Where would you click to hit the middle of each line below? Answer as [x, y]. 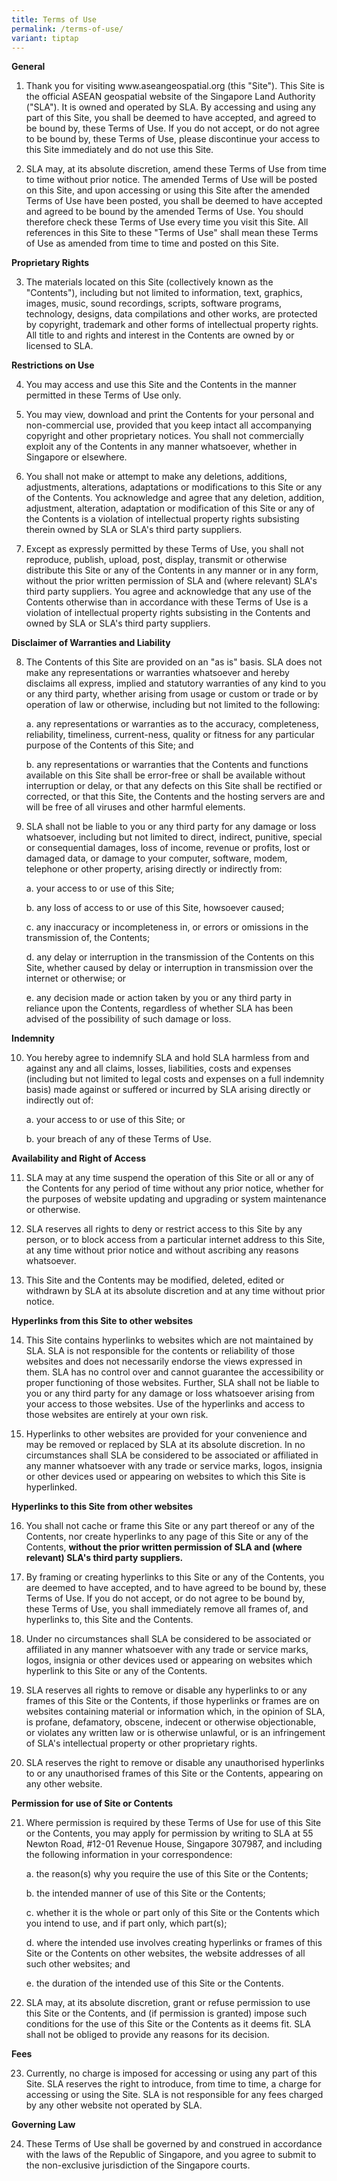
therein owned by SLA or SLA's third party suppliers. [134, 530]
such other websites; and [78, 1964]
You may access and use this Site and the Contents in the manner [161, 385]
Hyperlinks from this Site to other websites [102, 1321]
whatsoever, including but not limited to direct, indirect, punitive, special [174, 837]
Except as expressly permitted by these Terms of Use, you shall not [164, 549]
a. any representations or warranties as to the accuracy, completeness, [172, 724]
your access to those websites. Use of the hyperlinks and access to [165, 1404]
